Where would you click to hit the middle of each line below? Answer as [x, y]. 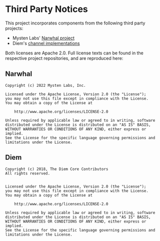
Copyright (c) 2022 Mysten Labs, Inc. [45, 85]
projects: [14, 28]
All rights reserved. [28, 173]
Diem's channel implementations [46, 43]
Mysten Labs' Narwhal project [43, 38]
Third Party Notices [47, 9]
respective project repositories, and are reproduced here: [64, 58]
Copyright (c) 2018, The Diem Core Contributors [57, 169]
